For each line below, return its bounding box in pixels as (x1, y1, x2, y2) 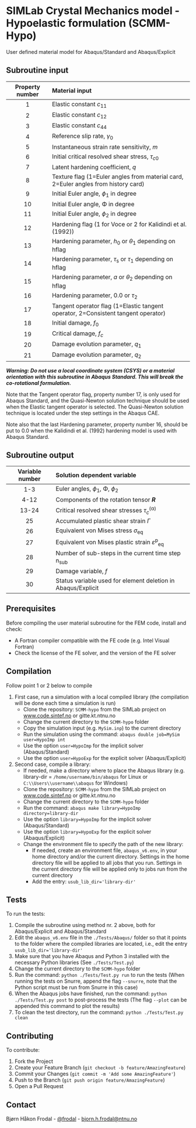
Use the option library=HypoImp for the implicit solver (23, 816, 152, 823)
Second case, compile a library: (14, 761, 91, 768)
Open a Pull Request (14, 1083, 64, 1090)
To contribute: (6, 1047, 40, 1054)
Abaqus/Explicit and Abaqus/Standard (14, 928, 107, 935)
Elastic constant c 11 (51, 100, 107, 109)
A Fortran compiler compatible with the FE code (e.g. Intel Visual (14, 637, 170, 644)
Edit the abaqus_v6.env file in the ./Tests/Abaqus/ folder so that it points (14, 934, 187, 941)
